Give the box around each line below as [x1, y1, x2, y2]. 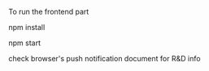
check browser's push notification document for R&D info [8, 54, 201, 63]
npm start [8, 38, 41, 48]
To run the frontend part [8, 7, 89, 16]
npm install [8, 23, 46, 31]
